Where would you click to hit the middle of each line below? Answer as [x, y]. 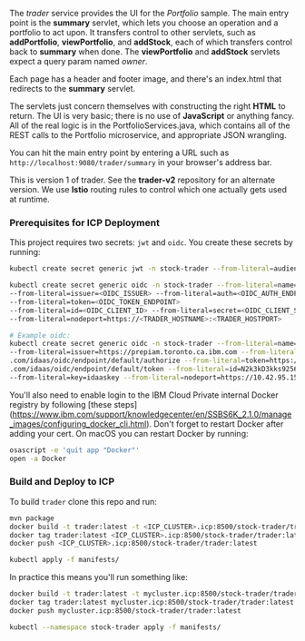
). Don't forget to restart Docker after [215, 424]
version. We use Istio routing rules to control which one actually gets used [148, 189]
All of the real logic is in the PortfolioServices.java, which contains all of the [150, 125]
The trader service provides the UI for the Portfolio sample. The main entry [149, 13]
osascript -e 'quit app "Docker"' [75, 450]
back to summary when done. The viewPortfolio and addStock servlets [145, 52]
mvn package [32, 518]
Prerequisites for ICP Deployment [85, 222]
